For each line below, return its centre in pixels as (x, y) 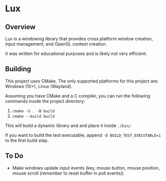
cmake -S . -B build (33, 111)
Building (18, 69)
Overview (21, 27)
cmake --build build (33, 116)
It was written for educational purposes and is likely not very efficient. (76, 53)
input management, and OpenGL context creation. (56, 44)
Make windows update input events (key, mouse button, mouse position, (86, 168)
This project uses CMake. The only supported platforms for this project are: (82, 81)
